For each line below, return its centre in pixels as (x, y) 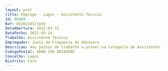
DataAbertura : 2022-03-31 (32, 28)
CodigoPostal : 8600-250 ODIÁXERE (40, 51)
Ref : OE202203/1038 (25, 24)
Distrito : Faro (21, 61)
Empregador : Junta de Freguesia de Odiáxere (52, 42)
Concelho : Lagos (22, 56)
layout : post (19, 10)
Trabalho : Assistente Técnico (37, 38)
